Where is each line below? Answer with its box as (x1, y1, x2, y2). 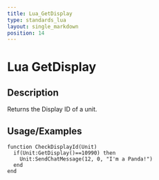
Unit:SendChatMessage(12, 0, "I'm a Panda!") (19, 156, 153, 163)
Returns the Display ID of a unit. (7, 105, 97, 114)
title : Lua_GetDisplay (7, 10, 73, 17)
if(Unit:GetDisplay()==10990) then (13, 150, 116, 156)
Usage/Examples (7, 125, 82, 137)
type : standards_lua (7, 17, 67, 24)
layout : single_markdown (7, 23, 79, 30)
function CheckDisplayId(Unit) (7, 143, 97, 151)
